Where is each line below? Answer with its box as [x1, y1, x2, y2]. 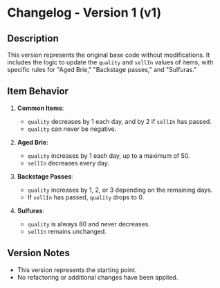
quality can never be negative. [27, 125, 117, 133]
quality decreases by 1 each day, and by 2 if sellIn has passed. [27, 117, 212, 125]
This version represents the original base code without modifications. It [7, 51, 210, 59]
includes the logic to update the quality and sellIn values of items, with [7, 58, 214, 66]
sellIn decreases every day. [27, 159, 109, 167]
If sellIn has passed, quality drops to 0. [27, 192, 145, 201]
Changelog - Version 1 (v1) [7, 5, 161, 21]
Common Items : [17, 104, 64, 112]
